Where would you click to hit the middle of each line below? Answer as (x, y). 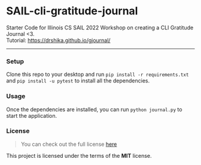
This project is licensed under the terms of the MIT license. (79, 155)
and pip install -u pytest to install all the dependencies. (78, 81)
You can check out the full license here (69, 144)
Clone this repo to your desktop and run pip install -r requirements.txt (98, 74)
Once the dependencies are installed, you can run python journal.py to (94, 109)
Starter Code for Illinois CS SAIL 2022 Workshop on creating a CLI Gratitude (100, 27)
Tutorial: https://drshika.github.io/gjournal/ (58, 40)
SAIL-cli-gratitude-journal (72, 11)
